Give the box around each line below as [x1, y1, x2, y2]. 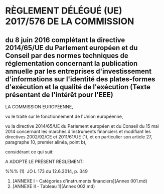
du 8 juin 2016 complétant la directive [5, 36, 125, 44]
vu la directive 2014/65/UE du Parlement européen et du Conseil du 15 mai [5, 123, 159, 129]
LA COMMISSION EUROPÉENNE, [5, 104, 74, 110]
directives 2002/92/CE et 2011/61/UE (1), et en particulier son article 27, [5, 134, 152, 140]
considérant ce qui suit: [5, 149, 54, 155]
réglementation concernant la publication [5, 59, 138, 68]
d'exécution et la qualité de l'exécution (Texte [5, 83, 150, 91]
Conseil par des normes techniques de [5, 51, 129, 60]
